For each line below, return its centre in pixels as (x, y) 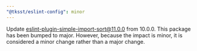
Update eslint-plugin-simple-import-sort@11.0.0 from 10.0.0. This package (99, 29)
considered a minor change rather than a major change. (76, 41)
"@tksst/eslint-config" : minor (46, 12)
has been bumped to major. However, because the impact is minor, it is (95, 35)
